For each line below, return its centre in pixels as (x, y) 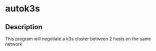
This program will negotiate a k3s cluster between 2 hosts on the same (78, 39)
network (14, 44)
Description (24, 27)
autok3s (22, 9)
